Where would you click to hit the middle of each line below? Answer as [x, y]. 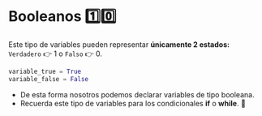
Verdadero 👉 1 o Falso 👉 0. [56, 54]
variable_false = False [49, 79]
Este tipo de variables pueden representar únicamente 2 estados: [119, 44]
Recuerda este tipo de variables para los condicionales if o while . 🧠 [133, 103]
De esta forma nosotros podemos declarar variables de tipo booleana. [137, 94]
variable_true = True [45, 71]
